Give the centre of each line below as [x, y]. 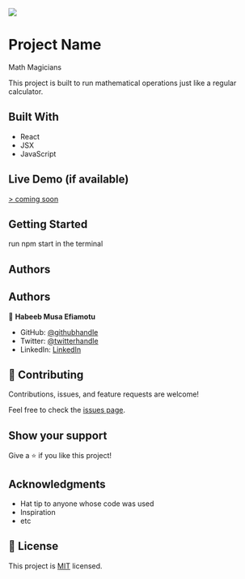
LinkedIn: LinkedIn [51, 350]
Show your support [58, 435]
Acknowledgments [57, 484]
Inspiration [38, 513]
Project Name [55, 45]
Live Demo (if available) [69, 180]
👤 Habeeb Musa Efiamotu [52, 316]
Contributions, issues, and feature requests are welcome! [104, 394]
